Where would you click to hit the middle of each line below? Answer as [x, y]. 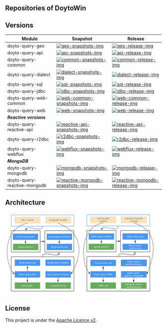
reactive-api [20, 130]
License [18, 308]
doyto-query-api [25, 53]
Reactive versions [26, 117]
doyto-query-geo [26, 46]
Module [30, 38]
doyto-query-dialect [29, 75]
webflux [15, 154]
